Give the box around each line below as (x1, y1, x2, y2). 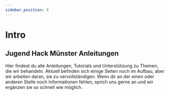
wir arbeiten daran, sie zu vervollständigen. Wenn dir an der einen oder (5, 73, 154, 79)
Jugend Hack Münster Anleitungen (5, 49, 119, 58)
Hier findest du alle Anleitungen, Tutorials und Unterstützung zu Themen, (5, 63, 159, 69)
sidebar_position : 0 (5, 7, 49, 13)
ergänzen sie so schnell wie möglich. (5, 84, 83, 90)
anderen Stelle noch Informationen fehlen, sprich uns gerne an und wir (5, 79, 154, 85)
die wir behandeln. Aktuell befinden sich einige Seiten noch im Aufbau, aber (5, 68, 164, 74)
